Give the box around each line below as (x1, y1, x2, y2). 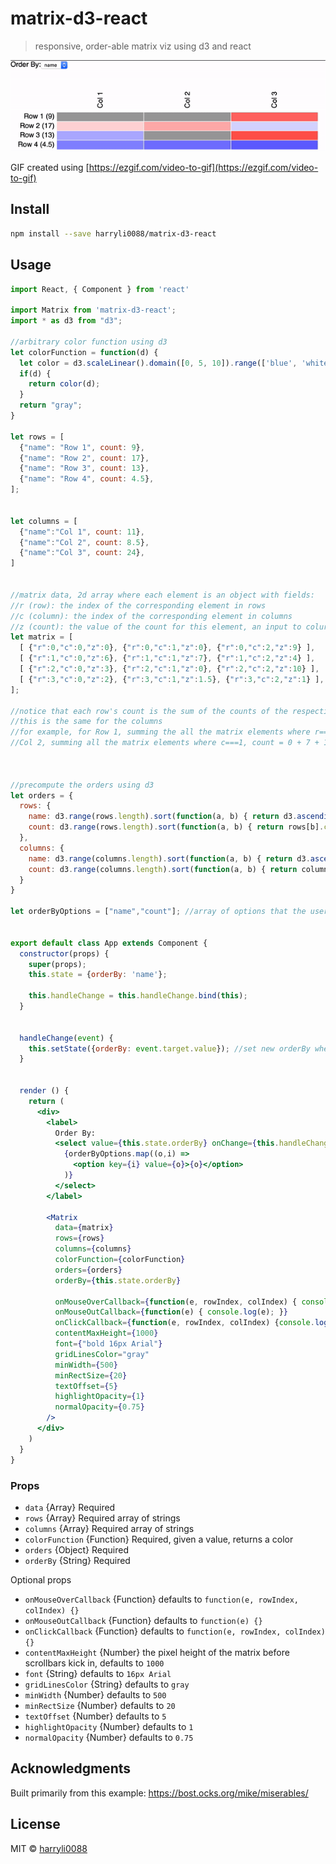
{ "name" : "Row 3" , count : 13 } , (19, 463, 150, 474)
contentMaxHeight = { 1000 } (54, 1328, 159, 1339)
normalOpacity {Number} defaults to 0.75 (24, 1731, 194, 1743)
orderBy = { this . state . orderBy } (54, 1275, 182, 1286)
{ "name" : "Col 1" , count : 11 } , (19, 527, 145, 537)
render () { (19, 1086, 70, 1096)
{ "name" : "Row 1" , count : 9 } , (19, 442, 145, 452)
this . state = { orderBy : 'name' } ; (28, 970, 168, 980)
